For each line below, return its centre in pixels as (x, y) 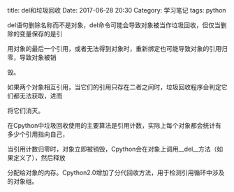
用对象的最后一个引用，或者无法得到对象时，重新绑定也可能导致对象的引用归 (117, 49)
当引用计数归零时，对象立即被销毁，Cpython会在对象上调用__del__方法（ (112, 149)
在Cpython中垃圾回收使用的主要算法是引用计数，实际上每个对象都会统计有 (115, 125)
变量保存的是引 (41, 34)
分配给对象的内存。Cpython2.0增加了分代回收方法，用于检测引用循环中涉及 (116, 172)
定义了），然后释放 (39, 158)
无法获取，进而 (41, 96)
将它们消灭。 (25, 111)
